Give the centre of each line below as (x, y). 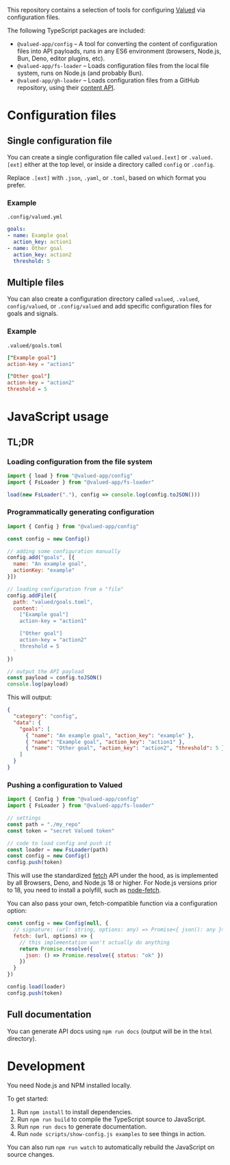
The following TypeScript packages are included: (76, 31)
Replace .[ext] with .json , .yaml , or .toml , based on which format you (107, 178)
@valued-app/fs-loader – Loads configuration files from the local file (113, 66)
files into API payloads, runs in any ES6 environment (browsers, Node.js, (119, 51)
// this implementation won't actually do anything (94, 942)
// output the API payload (46, 671)
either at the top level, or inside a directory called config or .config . (119, 165)
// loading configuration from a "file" (66, 589)
